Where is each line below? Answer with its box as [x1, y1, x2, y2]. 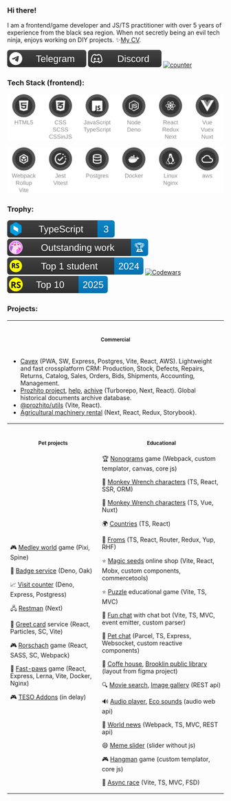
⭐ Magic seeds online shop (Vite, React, [102, 556, 214, 564]
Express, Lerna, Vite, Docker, [10, 671, 92, 680]
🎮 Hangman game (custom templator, [102, 755, 211, 763]
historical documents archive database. [20, 393, 132, 402]
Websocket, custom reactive [102, 639, 183, 647]
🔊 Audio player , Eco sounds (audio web [102, 697, 215, 705]
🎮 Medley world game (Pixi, [10, 543, 91, 551]
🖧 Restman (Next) [10, 604, 63, 612]
